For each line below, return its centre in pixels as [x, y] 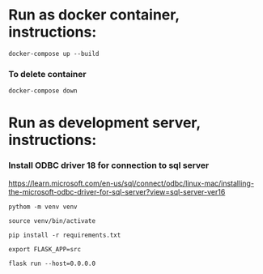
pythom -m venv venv [43, 207]
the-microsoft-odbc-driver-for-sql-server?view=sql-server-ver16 [117, 191]
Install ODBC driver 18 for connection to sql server [109, 165]
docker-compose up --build [54, 54]
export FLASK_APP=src [45, 249]
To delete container [47, 74]
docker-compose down [43, 91]
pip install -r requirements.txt [65, 235]
